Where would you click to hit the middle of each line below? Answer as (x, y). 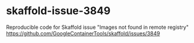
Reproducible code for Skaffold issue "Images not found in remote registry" (98, 27)
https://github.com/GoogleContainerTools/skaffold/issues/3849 (83, 33)
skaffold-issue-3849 (58, 11)
